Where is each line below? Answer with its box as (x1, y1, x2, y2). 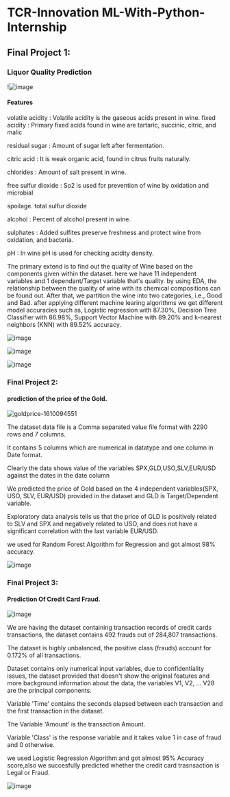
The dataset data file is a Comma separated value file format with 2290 (7, 423, 208, 431)
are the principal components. (7, 687, 92, 695)
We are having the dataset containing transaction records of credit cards (7, 624, 212, 632)
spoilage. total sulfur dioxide (7, 202, 87, 210)
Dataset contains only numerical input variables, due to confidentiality (7, 665, 204, 673)
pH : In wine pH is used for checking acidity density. (7, 249, 154, 258)
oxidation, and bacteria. (7, 236, 74, 244)
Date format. (7, 451, 42, 459)
